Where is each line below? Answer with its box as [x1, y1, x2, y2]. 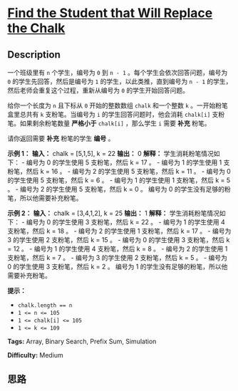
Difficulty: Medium [7, 351, 64, 359]
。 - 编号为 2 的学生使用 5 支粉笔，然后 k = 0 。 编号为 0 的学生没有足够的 [7, 185, 225, 193]
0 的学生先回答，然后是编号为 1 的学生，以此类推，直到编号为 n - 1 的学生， [7, 77, 232, 85]
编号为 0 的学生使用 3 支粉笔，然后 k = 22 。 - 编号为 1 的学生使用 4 [26, 218, 226, 226]
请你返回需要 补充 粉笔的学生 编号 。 [7, 134, 115, 142]
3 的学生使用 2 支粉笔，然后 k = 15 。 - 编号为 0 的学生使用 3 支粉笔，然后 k [7, 236, 230, 244]
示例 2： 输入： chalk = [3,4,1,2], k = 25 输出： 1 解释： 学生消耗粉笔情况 [7, 209, 219, 217]
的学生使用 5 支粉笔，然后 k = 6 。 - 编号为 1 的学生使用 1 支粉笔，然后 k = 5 [7, 176, 231, 184]
